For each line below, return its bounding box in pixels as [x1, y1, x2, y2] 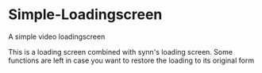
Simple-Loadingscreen [8, 6, 163, 24]
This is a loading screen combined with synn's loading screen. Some [8, 47, 233, 56]
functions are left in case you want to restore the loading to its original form [8, 56, 255, 65]
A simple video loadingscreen [8, 32, 106, 41]
